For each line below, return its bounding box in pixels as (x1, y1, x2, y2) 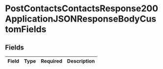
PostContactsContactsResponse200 (5, 3, 158, 14)
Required (41, 58, 63, 64)
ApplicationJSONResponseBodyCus (5, 13, 157, 24)
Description (67, 58, 95, 64)
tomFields (5, 24, 47, 35)
